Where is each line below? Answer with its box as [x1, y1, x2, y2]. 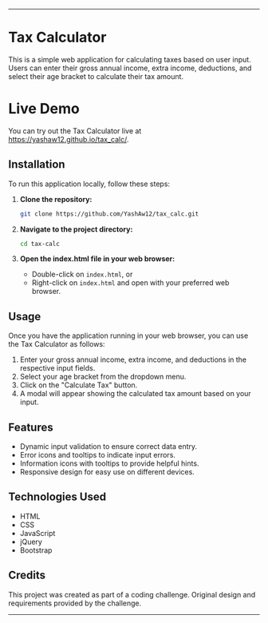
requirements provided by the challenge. [8, 598, 142, 608]
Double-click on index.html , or [31, 269, 133, 280]
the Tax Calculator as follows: [8, 339, 105, 349]
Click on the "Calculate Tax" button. [19, 380, 138, 390]
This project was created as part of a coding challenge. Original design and [8, 589, 256, 599]
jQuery [19, 537, 42, 546]
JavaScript [19, 528, 56, 538]
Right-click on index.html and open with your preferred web [31, 278, 230, 288]
